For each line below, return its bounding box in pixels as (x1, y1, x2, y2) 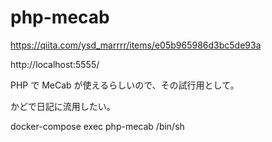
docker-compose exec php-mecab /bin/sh (10, 120, 185, 132)
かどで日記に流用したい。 (10, 100, 116, 112)
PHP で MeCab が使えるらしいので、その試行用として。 (10, 79, 240, 91)
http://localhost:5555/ (10, 58, 100, 70)
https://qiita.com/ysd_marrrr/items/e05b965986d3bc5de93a (10, 39, 262, 51)
